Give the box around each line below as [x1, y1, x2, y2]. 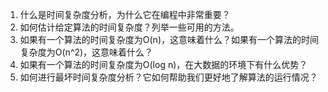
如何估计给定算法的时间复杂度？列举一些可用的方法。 [19, 21, 240, 33]
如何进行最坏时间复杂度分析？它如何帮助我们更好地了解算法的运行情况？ [19, 71, 318, 83]
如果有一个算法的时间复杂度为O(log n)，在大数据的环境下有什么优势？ [19, 59, 308, 70]
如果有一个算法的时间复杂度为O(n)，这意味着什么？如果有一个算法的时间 [19, 34, 319, 45]
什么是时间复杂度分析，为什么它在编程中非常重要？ [19, 9, 231, 20]
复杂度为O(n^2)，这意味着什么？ [19, 46, 154, 58]
